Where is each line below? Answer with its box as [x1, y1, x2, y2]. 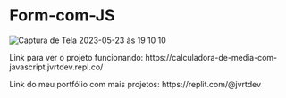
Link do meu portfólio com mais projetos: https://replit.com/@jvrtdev [9, 78, 262, 89]
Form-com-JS [9, 5, 115, 26]
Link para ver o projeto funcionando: [9, 52, 144, 62]
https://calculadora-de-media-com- [145, 52, 278, 62]
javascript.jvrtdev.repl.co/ [9, 61, 104, 72]
